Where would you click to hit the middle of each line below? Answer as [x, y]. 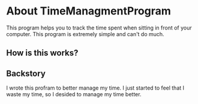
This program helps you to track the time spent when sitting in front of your [99, 28]
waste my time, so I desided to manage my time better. [74, 94]
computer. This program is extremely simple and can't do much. [85, 34]
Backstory [26, 73]
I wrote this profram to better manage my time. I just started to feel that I [95, 88]
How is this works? [42, 53]
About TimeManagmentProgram [88, 11]
